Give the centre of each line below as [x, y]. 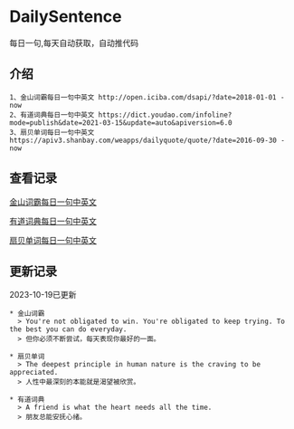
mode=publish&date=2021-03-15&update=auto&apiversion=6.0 [121, 123]
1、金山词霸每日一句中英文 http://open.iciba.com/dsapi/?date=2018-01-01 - [147, 97]
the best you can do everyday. [68, 329]
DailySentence [66, 17]
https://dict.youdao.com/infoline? [165, 115]
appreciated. [34, 373]
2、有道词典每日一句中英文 [52, 115]
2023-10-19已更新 [43, 295]
